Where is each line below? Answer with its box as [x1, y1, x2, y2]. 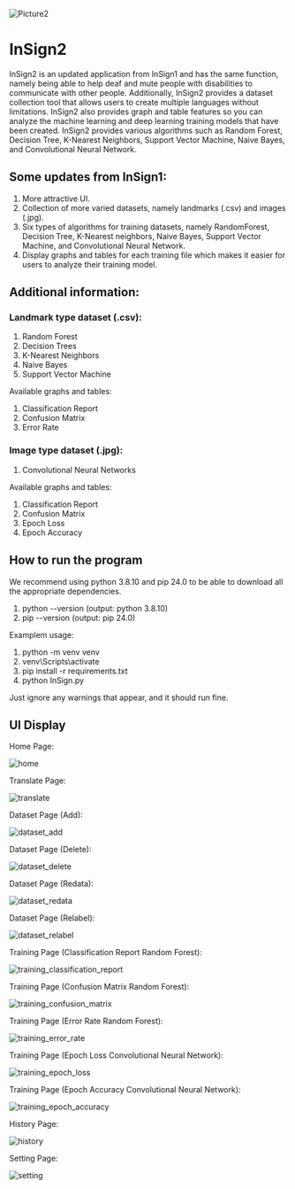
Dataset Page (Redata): [9, 878, 95, 890]
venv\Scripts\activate [21, 656, 100, 666]
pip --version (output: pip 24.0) [21, 612, 136, 623]
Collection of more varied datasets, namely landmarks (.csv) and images [21, 202, 286, 213]
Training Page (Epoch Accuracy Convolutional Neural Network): [9, 1084, 241, 1095]
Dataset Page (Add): [9, 810, 84, 820]
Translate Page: [9, 775, 66, 786]
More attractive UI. [21, 193, 91, 204]
